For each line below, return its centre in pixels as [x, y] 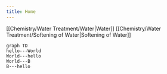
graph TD [17, 46]
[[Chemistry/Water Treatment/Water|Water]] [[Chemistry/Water [83, 28]
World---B [18, 61]
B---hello [18, 66]
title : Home [21, 12]
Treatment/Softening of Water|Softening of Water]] [69, 35]
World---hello [24, 56]
